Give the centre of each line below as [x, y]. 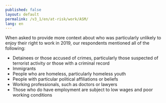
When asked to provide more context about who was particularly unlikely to [83, 38]
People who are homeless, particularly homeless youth [69, 74]
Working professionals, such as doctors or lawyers [65, 85]
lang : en [14, 24]
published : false [23, 10]
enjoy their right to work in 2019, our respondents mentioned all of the [77, 43]
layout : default [22, 14]
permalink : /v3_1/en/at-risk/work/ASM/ [47, 19]
